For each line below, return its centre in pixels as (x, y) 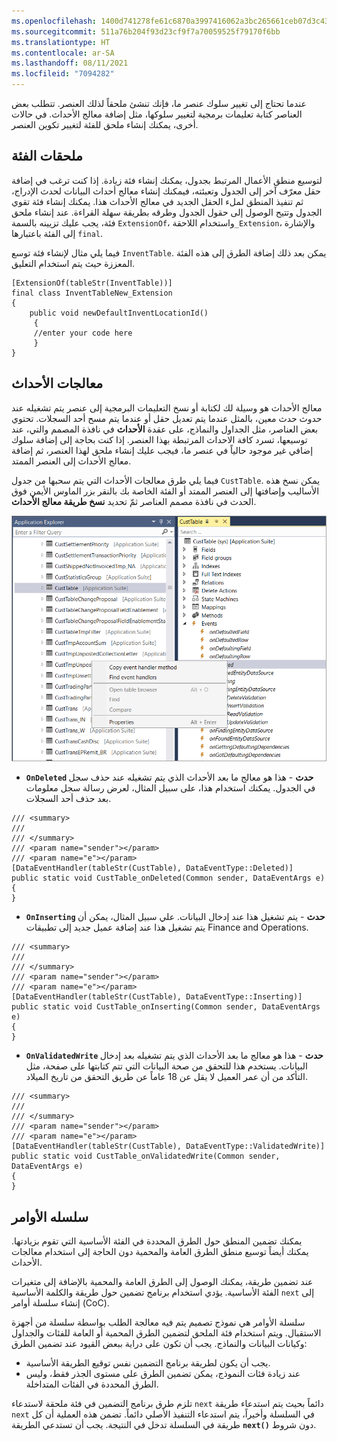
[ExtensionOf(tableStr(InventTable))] (92, 283)
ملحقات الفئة (47, 156)
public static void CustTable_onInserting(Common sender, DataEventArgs (166, 1007)
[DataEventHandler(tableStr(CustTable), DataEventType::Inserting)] (157, 997)
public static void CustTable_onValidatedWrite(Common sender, (146, 1156)
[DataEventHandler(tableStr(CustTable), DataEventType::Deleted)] (152, 868)
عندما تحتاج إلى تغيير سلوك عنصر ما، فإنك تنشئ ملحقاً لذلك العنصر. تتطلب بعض (159, 103)
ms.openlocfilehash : (54, 21)
